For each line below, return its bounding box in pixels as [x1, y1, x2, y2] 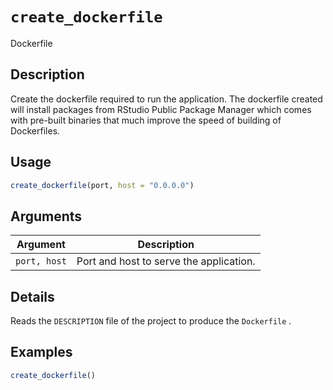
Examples [10, 344, 73, 361]
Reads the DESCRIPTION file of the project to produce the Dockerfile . [10, 315, 292, 327]
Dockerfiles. [10, 124, 61, 137]
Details [10, 288, 55, 305]
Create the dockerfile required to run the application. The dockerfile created [10, 93, 323, 105]
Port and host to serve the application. [76, 254, 256, 268]
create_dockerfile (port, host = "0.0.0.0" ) [10, 180, 195, 190]
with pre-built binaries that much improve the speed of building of [10, 114, 282, 126]
